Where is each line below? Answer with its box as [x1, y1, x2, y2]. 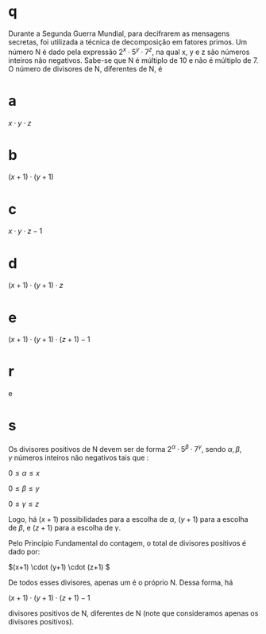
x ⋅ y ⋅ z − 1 [8, 226, 43, 236]
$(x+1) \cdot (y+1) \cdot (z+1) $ [8, 562, 110, 571]
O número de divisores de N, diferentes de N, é [8, 64, 163, 73]
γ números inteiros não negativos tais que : [8, 453, 149, 462]
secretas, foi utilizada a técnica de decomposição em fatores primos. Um [8, 37, 248, 46]
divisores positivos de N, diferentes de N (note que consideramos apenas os [8, 608, 259, 618]
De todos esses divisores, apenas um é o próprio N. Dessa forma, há [8, 578, 233, 587]
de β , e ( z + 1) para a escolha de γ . [8, 523, 121, 532]
